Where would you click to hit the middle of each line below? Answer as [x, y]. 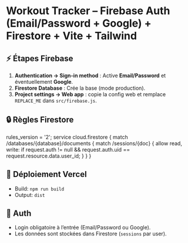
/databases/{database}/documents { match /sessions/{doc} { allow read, [94, 143]
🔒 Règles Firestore [40, 120]
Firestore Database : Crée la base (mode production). [80, 88]
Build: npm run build [39, 188]
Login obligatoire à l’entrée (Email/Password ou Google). [83, 228]
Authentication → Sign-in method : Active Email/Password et [90, 75]
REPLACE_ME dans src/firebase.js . [56, 101]
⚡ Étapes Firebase [40, 58]
